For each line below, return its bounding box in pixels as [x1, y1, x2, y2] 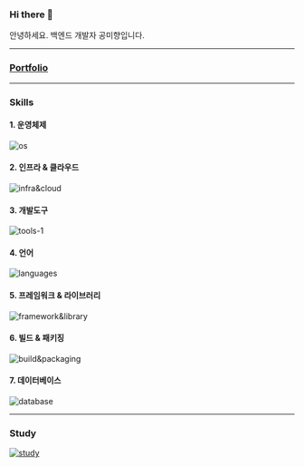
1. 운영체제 [9, 120, 47, 131]
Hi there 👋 [9, 8, 54, 21]
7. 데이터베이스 [9, 375, 62, 386]
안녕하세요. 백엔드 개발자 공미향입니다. [9, 30, 145, 41]
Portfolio [9, 62, 49, 74]
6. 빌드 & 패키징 [9, 333, 65, 344]
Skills [9, 95, 34, 108]
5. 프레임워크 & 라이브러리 [9, 289, 101, 300]
